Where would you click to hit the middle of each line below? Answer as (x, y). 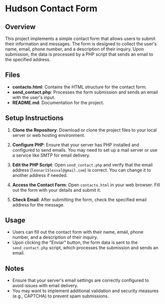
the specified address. (28, 59)
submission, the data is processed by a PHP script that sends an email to (79, 54)
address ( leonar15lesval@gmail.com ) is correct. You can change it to (82, 170)
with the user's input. (34, 97)
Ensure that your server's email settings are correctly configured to (81, 280)
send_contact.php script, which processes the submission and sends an (85, 248)
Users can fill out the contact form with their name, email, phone (78, 232)
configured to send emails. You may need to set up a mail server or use (85, 150)
